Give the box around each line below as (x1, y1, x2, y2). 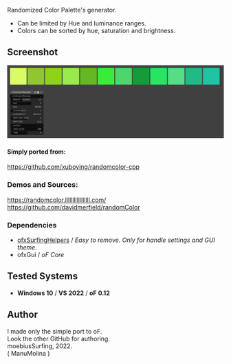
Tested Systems (7, 270, 78, 282)
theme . (16, 243, 38, 251)
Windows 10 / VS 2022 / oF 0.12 (16, 289, 110, 297)
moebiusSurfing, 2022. (7, 341, 73, 350)
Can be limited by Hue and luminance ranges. (16, 19, 146, 27)
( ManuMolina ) (7, 349, 50, 357)
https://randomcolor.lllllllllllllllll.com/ (7, 196, 107, 204)
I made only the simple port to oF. (7, 327, 102, 335)
